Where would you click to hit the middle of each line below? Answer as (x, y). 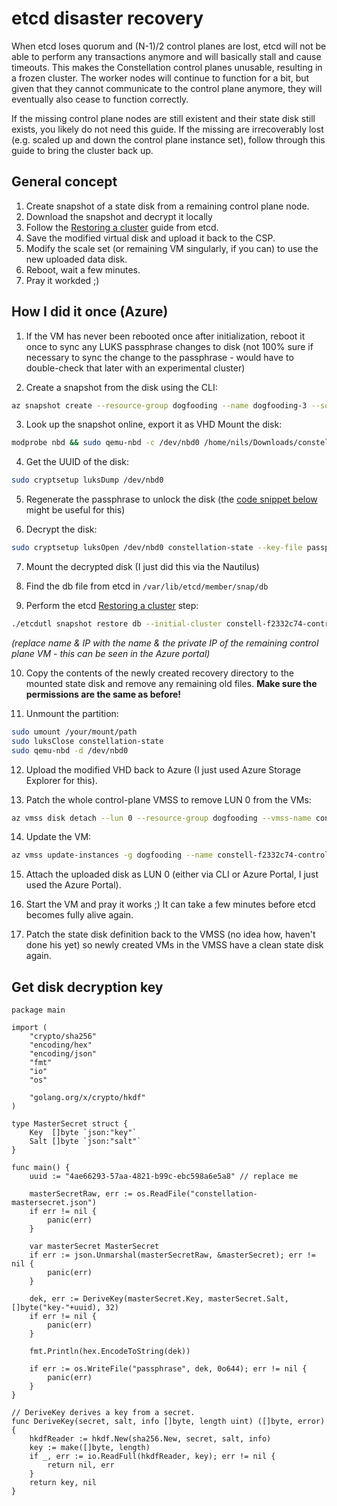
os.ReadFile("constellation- (197, 1194)
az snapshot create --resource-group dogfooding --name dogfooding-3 (159, 405)
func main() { (41, 1168)
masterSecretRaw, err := (81, 1194)
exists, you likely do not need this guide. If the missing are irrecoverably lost (167, 129)
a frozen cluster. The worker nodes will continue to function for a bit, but (160, 78)
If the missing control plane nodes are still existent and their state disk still (163, 118)
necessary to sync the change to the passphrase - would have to (159, 357)
